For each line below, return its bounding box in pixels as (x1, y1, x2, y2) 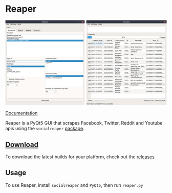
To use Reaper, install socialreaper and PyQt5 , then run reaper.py (5, 182, 143, 188)
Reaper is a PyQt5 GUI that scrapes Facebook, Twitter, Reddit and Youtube (5, 120, 163, 126)
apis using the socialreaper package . (5, 126, 84, 132)
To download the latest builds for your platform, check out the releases (5, 154, 155, 160)
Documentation (5, 110, 38, 116)
